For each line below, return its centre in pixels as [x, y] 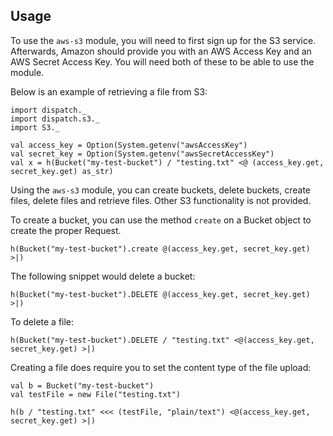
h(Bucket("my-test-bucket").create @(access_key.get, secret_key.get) [160, 249]
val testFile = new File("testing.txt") [96, 394]
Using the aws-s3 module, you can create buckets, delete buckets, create [161, 190]
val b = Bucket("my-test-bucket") [82, 385]
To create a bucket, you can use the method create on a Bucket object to [161, 220]
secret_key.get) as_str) [62, 171]
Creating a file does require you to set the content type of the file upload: [161, 367]
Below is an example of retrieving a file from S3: [109, 91]
